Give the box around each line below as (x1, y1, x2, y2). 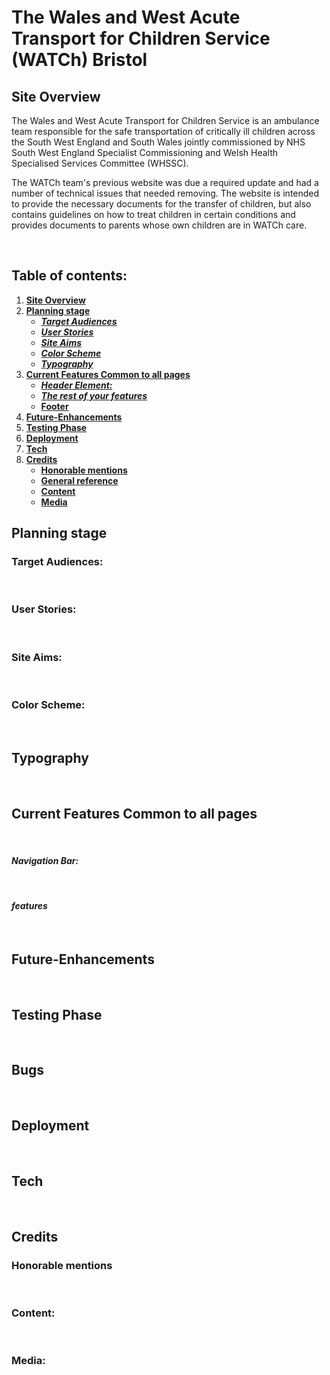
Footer (40, 400, 69, 412)
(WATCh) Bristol (11, 49, 148, 71)
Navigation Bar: (11, 854, 79, 866)
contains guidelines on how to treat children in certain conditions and (11, 209, 296, 220)
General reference (40, 474, 119, 486)
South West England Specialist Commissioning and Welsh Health (11, 147, 279, 158)
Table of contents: (11, 267, 128, 285)
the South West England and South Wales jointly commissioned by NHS (11, 136, 306, 148)
